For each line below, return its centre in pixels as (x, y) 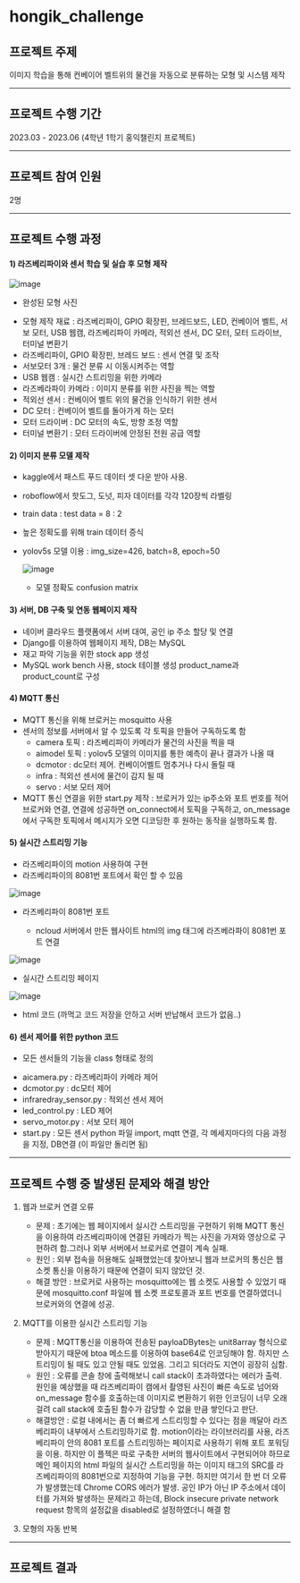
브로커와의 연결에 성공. (75, 1304)
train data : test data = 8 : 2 (72, 514)
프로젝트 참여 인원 (55, 177)
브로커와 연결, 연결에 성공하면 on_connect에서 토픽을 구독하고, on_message (156, 809)
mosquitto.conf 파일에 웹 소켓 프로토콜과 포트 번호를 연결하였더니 (167, 1293)
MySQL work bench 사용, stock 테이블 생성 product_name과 (130, 665)
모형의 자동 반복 (50, 1529)
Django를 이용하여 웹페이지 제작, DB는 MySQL (104, 642)
